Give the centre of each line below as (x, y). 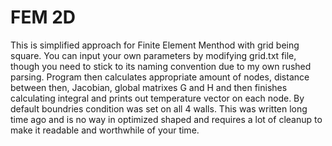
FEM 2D (43, 17)
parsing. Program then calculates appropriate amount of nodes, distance (160, 77)
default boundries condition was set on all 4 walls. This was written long (159, 108)
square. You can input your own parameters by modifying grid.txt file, (153, 55)
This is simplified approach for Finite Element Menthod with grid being (155, 45)
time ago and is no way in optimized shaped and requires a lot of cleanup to (166, 119)
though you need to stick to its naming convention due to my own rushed (161, 66)
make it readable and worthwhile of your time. (105, 130)
